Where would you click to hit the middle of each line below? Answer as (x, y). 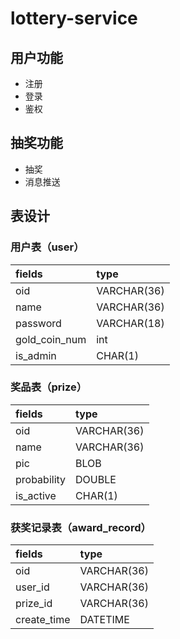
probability (41, 479)
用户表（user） (47, 247)
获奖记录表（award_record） (81, 527)
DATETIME (104, 620)
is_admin (36, 355)
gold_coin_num (51, 339)
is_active (36, 495)
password (38, 323)
